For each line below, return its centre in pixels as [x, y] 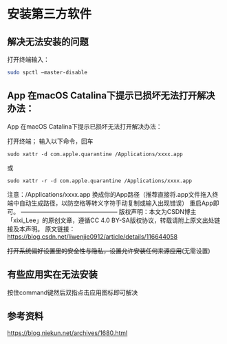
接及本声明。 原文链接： [41, 228]
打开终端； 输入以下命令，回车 [50, 141]
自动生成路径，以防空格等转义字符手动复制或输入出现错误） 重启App [116, 203]
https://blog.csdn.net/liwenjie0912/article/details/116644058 [92, 236]
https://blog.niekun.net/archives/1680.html [67, 333]
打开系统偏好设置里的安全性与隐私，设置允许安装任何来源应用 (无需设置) [109, 250]
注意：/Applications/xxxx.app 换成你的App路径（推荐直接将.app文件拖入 [110, 194]
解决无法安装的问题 [48, 42]
